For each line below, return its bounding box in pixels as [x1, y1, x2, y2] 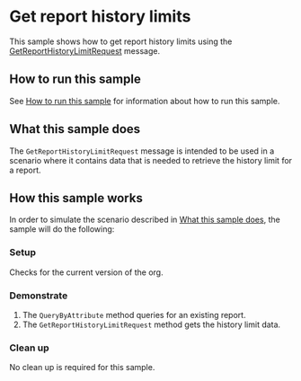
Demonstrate [9, 289, 68, 302]
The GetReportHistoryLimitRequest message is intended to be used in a [9, 146, 275, 156]
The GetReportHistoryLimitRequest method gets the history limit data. [22, 319, 281, 330]
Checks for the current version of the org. [9, 267, 164, 278]
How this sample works [9, 190, 144, 206]
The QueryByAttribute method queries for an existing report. [22, 309, 246, 320]
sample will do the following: [9, 224, 115, 235]
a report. [9, 164, 42, 175]
